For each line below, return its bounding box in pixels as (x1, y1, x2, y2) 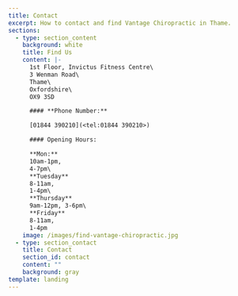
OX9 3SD (28, 93, 55, 101)
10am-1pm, (28, 157, 62, 165)
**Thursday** (28, 194, 73, 202)
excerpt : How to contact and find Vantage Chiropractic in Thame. (8, 19, 232, 27)
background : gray (22, 268, 80, 276)
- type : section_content (15, 33, 97, 42)
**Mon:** (28, 150, 59, 158)
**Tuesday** (28, 172, 69, 180)
